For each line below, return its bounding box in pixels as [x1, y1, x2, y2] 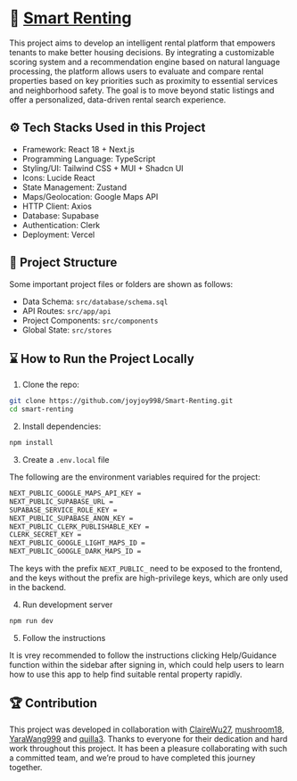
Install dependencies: [21, 421, 102, 432]
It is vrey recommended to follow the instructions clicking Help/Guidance [9, 650, 277, 661]
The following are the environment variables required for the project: [9, 472, 260, 482]
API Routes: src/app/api [21, 305, 111, 316]
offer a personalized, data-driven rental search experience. [9, 94, 227, 105]
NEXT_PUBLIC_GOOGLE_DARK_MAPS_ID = [9, 547, 142, 556]
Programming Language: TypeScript [21, 153, 156, 164]
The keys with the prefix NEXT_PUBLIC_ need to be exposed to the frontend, [9, 563, 283, 573]
